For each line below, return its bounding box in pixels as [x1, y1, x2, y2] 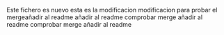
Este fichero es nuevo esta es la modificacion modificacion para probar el [6, 6, 218, 14]
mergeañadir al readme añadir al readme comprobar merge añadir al [6, 13, 203, 21]
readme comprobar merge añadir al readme [6, 21, 132, 28]
